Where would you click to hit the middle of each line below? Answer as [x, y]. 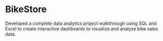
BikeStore [26, 9]
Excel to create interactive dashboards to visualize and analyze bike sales [82, 28]
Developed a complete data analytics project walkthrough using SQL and [81, 23]
